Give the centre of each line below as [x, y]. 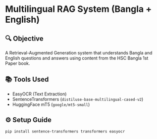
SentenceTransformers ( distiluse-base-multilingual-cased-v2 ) [78, 99]
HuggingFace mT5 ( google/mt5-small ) [51, 104]
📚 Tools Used [27, 79]
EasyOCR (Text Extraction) [39, 94]
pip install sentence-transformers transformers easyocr [65, 131]
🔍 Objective [24, 38]
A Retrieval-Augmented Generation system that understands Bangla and [79, 53]
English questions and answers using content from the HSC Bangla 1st [77, 58]
